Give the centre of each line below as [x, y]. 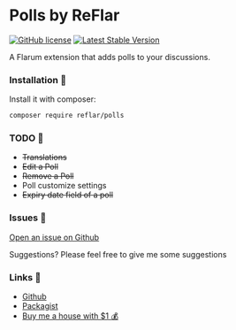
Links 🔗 [25, 277]
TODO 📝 [27, 138]
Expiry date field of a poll [67, 195]
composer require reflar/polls [67, 116]
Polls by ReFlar [65, 15]
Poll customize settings [64, 186]
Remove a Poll [48, 176]
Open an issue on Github [54, 237]
